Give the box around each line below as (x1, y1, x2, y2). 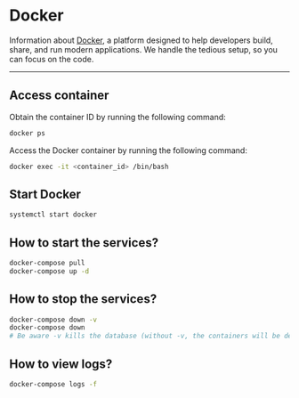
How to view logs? (9, 356, 113, 371)
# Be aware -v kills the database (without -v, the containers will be (9, 331, 280, 341)
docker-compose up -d (9, 266, 90, 276)
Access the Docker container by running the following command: (9, 144, 247, 156)
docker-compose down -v (9, 315, 98, 324)
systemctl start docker (9, 210, 98, 219)
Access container (9, 88, 109, 103)
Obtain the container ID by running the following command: (9, 111, 227, 122)
